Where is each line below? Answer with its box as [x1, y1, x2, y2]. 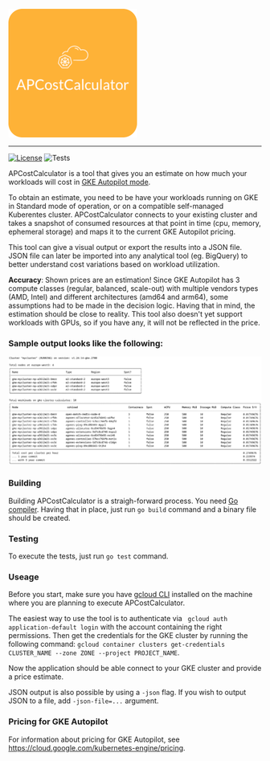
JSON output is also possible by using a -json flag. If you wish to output [8, 688, 247, 698]
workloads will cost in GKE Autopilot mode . [8, 178, 151, 186]
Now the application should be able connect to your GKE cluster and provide [8, 664, 262, 673]
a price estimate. [8, 672, 64, 681]
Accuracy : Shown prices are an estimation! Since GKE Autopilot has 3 [8, 275, 240, 284]
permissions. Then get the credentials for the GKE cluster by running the [8, 631, 248, 640]
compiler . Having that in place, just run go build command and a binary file [8, 504, 257, 514]
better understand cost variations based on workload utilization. [8, 260, 220, 269]
